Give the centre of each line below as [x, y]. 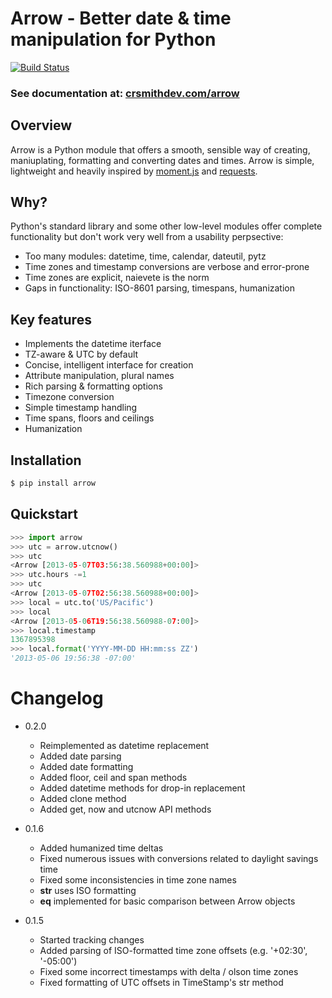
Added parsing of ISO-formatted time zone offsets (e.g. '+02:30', [173, 950]
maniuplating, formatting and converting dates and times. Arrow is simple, [162, 160]
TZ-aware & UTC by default [81, 354]
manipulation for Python [113, 39]
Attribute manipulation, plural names [99, 376]
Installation [46, 460]
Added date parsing [80, 756]
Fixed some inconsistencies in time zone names [138, 879]
